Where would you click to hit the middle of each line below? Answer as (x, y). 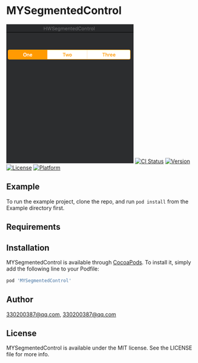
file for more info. (28, 354)
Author (20, 299)
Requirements (33, 227)
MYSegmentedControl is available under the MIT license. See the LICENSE (99, 348)
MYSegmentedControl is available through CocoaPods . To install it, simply (99, 262)
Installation (28, 248)
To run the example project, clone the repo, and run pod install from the (97, 201)
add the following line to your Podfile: (53, 269)
